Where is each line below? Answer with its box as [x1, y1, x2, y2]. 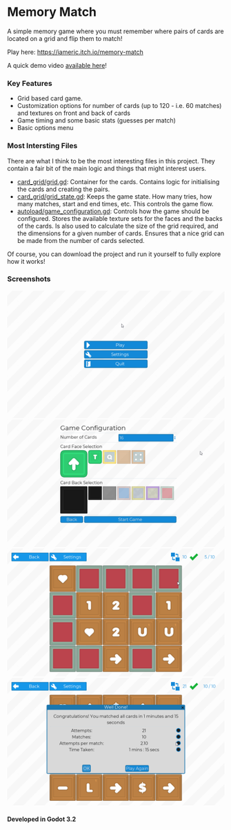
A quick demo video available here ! [7, 61, 107, 69]
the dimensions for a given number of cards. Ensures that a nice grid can [17, 229, 225, 237]
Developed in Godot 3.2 [7, 815, 77, 823]
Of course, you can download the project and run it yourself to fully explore [7, 250, 221, 258]
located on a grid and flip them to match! [7, 34, 123, 42]
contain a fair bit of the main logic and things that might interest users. [7, 164, 207, 172]
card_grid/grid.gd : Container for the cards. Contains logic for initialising [17, 177, 220, 186]
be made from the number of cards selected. [17, 236, 145, 244]
